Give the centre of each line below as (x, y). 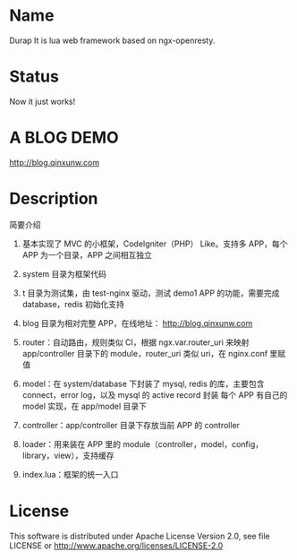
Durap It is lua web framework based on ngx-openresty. (112, 40)
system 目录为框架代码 (64, 273)
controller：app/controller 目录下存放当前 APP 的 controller (131, 425)
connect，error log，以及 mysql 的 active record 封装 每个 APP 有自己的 (155, 394)
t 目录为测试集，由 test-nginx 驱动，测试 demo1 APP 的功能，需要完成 (151, 293)
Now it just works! (42, 101)
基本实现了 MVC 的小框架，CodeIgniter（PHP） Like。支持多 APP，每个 (155, 244)
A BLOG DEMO (64, 138)
